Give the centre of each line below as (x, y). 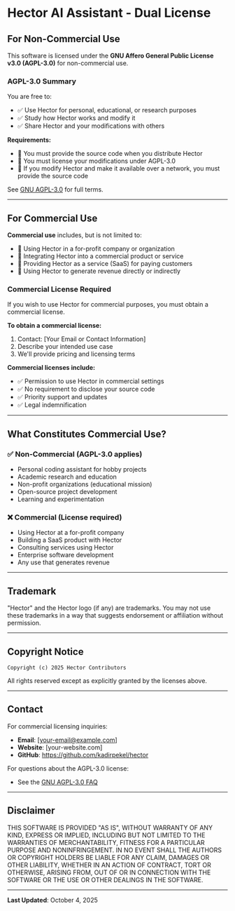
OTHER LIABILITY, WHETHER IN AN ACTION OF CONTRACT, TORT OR (109, 865)
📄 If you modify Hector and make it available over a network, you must (119, 168)
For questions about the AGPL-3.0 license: (68, 768)
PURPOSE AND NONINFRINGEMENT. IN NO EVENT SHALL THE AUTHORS (115, 850)
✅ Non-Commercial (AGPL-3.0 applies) (75, 454)
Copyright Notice (45, 652)
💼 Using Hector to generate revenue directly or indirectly (99, 271)
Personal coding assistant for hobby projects (82, 470)
